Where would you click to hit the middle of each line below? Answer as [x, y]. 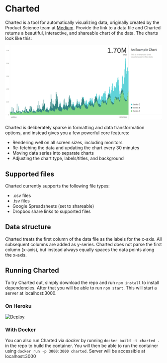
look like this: [19, 38]
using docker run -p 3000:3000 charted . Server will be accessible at [75, 351]
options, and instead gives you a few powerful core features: [67, 133]
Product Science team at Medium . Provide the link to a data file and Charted [83, 27]
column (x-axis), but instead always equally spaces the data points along [80, 250]
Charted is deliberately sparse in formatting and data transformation [75, 128]
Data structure [28, 227]
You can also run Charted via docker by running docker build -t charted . [83, 341]
